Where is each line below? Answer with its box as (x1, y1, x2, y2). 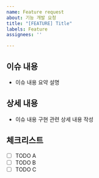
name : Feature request (6, 9, 64, 15)
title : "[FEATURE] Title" (6, 20, 72, 26)
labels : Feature (6, 26, 48, 32)
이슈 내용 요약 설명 (15, 78, 60, 86)
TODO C (15, 166, 37, 173)
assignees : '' (6, 32, 43, 38)
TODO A (15, 152, 37, 159)
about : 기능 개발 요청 (6, 15, 57, 21)
